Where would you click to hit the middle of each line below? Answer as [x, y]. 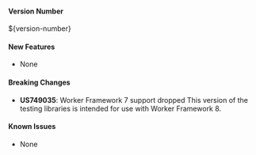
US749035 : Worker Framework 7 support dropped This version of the [134, 100]
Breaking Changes [39, 82]
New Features [32, 47]
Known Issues [32, 127]
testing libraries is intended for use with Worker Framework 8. [120, 108]
